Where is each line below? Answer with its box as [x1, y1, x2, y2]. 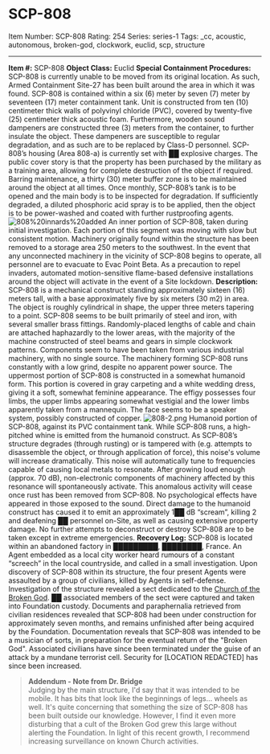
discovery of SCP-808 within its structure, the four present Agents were [8, 567, 247, 576]
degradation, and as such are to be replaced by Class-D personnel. [8, 140, 231, 150]
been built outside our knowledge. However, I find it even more [27, 711, 236, 720]
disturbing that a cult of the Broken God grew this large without [27, 719, 237, 728]
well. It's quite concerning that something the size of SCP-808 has [27, 702, 248, 711]
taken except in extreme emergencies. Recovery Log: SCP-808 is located [8, 532, 253, 543]
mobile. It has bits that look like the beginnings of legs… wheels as [27, 693, 247, 703]
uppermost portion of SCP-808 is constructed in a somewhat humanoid [8, 371, 246, 380]
